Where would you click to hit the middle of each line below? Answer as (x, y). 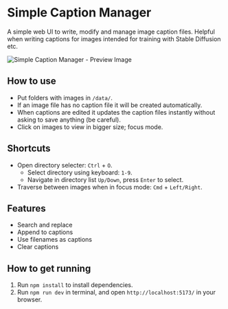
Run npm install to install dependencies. (75, 285)
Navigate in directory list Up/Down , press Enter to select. (105, 179)
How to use (32, 81)
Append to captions (45, 232)
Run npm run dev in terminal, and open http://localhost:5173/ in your (116, 293)
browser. (30, 299)
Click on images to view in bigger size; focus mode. (90, 127)
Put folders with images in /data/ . (65, 98)
